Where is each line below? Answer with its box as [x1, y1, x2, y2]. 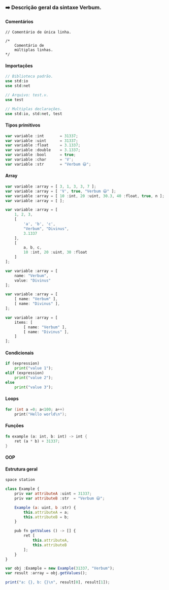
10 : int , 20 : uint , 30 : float [23, 250, 87, 255]
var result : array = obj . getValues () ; [5, 571, 87, 576]
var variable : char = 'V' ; [5, 157, 74, 162]
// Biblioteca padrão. [5, 74, 53, 79]
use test [5, 97, 24, 102]
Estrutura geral [5, 466, 38, 472]
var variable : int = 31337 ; [5, 133, 79, 138]
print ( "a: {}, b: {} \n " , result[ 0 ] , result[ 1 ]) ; [5, 580, 110, 585]
